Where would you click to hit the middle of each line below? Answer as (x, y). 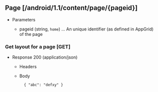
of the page (31, 34)
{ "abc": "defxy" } (43, 85)
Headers (28, 67)
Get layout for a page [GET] (38, 46)
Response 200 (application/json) (45, 57)
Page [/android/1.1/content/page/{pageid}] (71, 8)
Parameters (24, 19)
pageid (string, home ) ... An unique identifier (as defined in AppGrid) (87, 29)
